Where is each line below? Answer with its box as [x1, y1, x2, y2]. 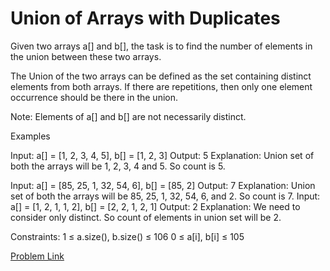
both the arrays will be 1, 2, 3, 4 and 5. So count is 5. [10, 160, 226, 172]
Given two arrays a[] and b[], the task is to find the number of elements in [10, 40, 313, 52]
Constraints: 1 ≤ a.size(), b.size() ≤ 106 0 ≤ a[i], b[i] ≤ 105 [10, 230, 245, 242]
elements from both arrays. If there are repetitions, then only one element [10, 80, 313, 92]
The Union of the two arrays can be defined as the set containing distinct [10, 70, 312, 82]
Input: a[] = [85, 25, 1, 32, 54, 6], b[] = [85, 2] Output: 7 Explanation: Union [10, 179, 316, 191]
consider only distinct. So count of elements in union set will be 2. [10, 211, 282, 223]
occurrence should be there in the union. [10, 91, 178, 103]
